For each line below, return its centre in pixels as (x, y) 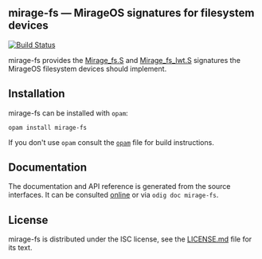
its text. (20, 248)
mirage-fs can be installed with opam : (68, 113)
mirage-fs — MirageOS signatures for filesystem (131, 13)
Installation (37, 94)
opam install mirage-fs (48, 128)
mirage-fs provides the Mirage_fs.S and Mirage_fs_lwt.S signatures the (125, 60)
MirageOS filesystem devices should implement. (88, 69)
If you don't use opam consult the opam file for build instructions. (111, 142)
